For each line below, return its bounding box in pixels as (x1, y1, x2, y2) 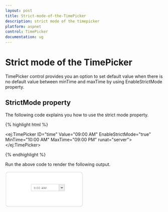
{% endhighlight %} (5, 151, 46, 157)
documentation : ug (5, 35, 44, 40)
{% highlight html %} (5, 121, 49, 127)
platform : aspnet (5, 24, 42, 29)
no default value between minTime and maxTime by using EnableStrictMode (5, 78, 162, 85)
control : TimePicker (5, 29, 49, 35)
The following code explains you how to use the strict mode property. (5, 112, 149, 118)
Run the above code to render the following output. (5, 161, 111, 167)
